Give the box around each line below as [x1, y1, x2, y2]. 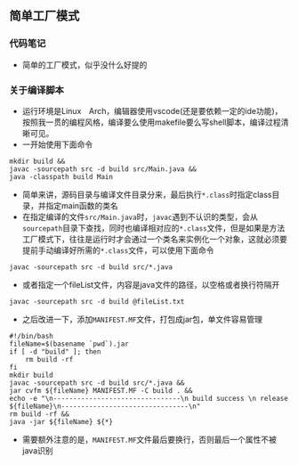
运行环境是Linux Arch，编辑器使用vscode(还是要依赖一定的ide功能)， [21, 105, 283, 116]
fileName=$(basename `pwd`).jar [9, 339, 129, 348]
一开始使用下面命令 [21, 139, 93, 150]
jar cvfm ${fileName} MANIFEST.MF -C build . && [9, 386, 193, 395]
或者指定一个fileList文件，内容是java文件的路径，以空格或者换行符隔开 [21, 279, 280, 290]
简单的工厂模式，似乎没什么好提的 [21, 59, 148, 69]
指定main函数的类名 [45, 200, 118, 211]
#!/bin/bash [9, 331, 53, 340]
